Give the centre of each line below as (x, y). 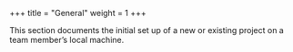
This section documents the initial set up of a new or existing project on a (146, 30)
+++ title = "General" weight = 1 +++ (78, 13)
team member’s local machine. (67, 40)
